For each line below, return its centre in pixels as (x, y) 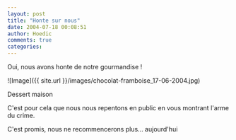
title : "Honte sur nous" (44, 21)
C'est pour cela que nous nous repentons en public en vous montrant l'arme (118, 108)
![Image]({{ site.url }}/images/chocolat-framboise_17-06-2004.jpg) (104, 81)
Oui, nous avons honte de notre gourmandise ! (75, 67)
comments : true (30, 40)
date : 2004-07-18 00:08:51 (47, 27)
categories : (25, 47)
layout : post (26, 14)
